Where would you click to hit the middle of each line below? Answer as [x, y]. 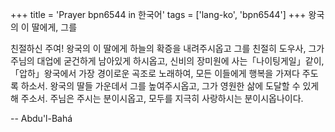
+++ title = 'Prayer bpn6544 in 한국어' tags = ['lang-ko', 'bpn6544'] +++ [158, 14]
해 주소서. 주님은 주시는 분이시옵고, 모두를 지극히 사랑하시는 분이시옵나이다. [157, 98]
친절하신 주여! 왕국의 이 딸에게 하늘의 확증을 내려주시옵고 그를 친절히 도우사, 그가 [167, 48]
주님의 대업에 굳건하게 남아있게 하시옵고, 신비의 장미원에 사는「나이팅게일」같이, [167, 61]
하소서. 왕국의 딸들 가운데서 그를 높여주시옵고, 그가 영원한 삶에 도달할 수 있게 [170, 86]
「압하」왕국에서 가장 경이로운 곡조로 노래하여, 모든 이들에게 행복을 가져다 [155, 73]
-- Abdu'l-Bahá [41, 118]
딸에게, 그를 [54, 27]
